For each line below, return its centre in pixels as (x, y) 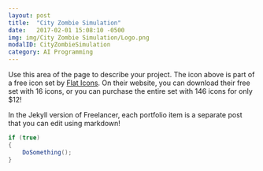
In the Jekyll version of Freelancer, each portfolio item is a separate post (125, 115)
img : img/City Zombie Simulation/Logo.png (79, 37)
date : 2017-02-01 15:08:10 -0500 (67, 30)
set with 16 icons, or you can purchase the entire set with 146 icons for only (131, 91)
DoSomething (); (47, 152)
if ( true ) (24, 138)
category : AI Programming (50, 52)
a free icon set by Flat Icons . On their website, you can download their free (129, 83)
